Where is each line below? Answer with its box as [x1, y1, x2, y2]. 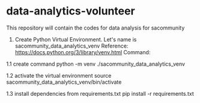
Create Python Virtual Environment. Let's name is [14, 36, 137, 43]
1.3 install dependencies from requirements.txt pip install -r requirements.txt [6, 90, 194, 97]
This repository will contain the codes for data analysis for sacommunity [6, 24, 185, 31]
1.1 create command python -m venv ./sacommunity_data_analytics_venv [6, 60, 185, 67]
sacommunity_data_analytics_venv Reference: [14, 42, 129, 49]
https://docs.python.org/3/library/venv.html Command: [14, 48, 151, 55]
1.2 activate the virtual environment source [6, 72, 112, 79]
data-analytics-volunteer [6, 4, 135, 18]
